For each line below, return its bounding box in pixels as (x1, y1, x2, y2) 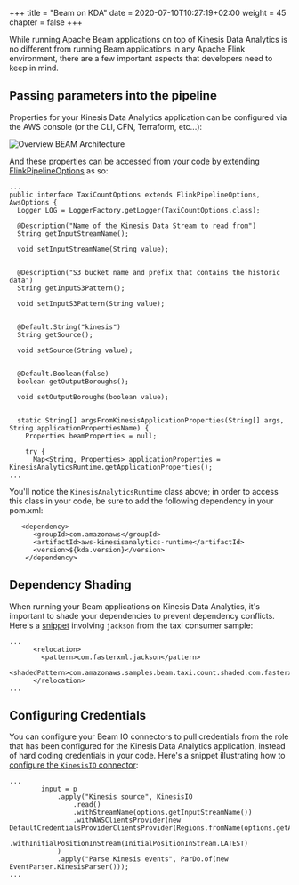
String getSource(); (17, 330, 93, 339)
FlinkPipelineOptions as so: (9, 165, 109, 176)
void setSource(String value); (17, 346, 133, 355)
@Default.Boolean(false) (17, 369, 109, 378)
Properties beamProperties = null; (25, 431, 158, 440)
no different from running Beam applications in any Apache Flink (9, 44, 246, 54)
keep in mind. (9, 62, 60, 73)
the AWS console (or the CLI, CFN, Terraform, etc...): (9, 121, 203, 132)
